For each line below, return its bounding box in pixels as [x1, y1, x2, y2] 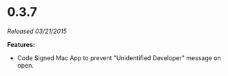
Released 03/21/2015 [7, 27, 68, 35]
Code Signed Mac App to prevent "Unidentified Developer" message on [17, 53, 222, 62]
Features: [7, 40, 36, 48]
